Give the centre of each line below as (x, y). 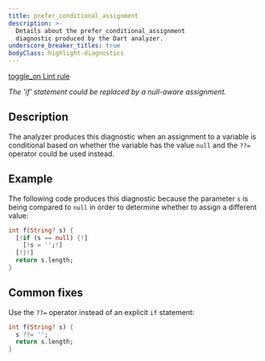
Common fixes (46, 293)
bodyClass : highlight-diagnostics (66, 53)
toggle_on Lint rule (39, 76)
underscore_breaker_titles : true (64, 46)
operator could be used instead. (62, 153)
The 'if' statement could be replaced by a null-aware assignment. (118, 92)
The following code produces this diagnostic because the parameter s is (128, 198)
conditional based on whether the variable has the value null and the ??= (130, 145)
